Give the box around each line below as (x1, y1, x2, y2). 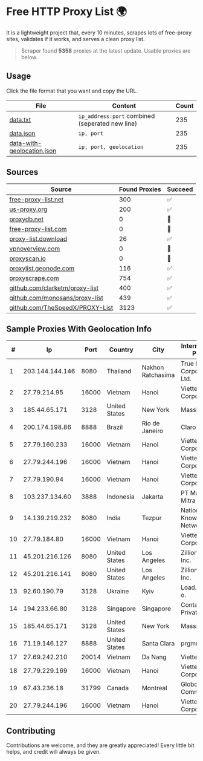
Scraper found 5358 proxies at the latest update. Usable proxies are (21, 47, 191, 54)
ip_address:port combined (78, 111, 155, 120)
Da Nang (141, 653, 167, 661)
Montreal (141, 684, 167, 693)
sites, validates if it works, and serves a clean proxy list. (6, 35, 145, 42)
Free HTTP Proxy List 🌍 (6, 5, 127, 19)
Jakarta (141, 492, 164, 501)
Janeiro (141, 427, 164, 436)
